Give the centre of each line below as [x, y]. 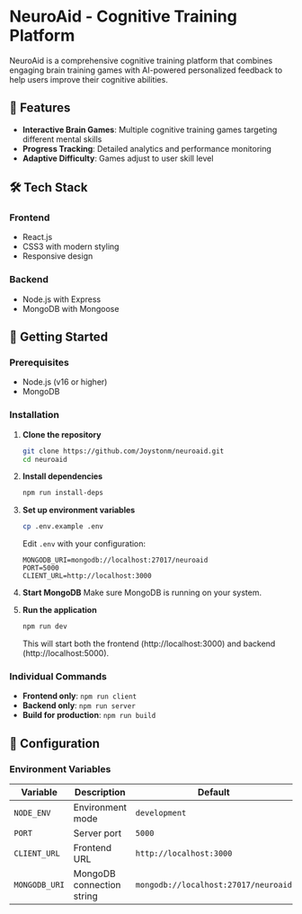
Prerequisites [39, 363]
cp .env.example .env [62, 527]
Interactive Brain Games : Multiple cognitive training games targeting [150, 129]
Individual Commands [58, 677]
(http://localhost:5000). [66, 653]
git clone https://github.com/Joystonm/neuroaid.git [123, 451]
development [161, 813]
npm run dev [44, 626]
